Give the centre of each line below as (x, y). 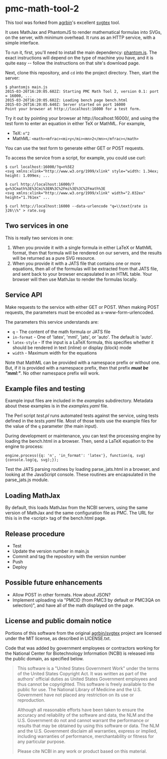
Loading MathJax (33, 495)
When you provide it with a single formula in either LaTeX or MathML (82, 247)
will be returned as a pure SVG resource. (54, 258)
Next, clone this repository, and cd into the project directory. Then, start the (82, 72)
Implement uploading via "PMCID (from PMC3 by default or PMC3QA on (86, 600)
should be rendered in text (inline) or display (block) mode (72, 348)
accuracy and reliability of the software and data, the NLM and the (85, 715)
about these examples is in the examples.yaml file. (57, 406)
